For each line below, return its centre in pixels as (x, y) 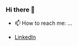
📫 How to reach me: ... (43, 23)
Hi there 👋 (21, 10)
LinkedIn (25, 37)
